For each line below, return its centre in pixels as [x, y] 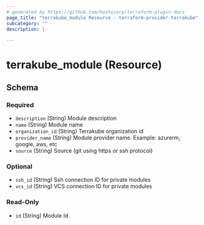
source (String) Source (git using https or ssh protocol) [84, 151]
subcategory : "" [27, 23]
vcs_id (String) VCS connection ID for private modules [84, 186]
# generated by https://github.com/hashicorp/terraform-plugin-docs [96, 12]
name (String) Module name [49, 125]
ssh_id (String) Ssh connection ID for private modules [83, 180]
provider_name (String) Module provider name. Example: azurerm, [98, 138]
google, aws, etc [36, 144]
